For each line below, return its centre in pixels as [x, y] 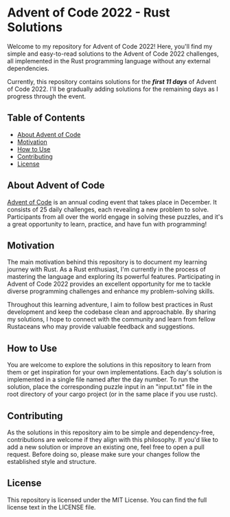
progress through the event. [47, 96]
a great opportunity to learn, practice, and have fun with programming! [107, 224]
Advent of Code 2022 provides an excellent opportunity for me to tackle [109, 284]
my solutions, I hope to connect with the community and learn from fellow [111, 319]
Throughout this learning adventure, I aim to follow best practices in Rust [110, 305]
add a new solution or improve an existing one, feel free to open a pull [106, 447]
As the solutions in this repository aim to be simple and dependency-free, [111, 432]
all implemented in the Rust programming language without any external [109, 61]
